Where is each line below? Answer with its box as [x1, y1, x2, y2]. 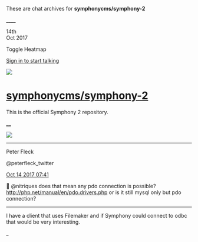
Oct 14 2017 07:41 [6, 171, 49, 178]
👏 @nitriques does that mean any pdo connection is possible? [6, 182, 156, 189]
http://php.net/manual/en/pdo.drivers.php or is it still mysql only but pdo [6, 189, 181, 196]
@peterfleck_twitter [6, 159, 54, 166]
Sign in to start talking [6, 57, 60, 64]
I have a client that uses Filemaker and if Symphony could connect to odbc [6, 212, 187, 219]
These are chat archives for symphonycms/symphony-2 [6, 5, 146, 12]
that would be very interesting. [6, 218, 81, 225]
